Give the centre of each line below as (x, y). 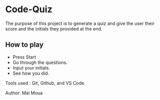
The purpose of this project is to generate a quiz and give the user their (80, 23)
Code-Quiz (29, 9)
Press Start (24, 57)
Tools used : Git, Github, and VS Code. (45, 83)
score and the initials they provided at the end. (54, 28)
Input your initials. (31, 68)
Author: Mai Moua (24, 93)
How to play (24, 45)
